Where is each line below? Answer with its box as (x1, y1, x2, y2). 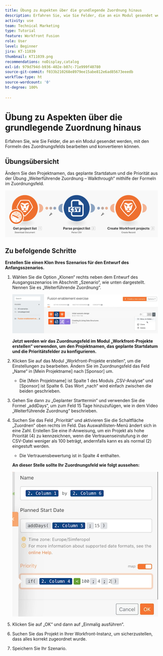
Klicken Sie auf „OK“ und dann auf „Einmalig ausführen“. (12, 621, 125, 627)
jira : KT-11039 (5, 49, 36, 54)
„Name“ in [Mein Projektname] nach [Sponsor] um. (12, 368, 114, 374)
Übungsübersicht (5, 157, 59, 166)
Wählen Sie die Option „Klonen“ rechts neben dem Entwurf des (12, 274, 138, 280)
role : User (5, 39, 27, 44)
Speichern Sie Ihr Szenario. (12, 645, 67, 651)
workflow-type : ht (5, 75, 42, 80)
